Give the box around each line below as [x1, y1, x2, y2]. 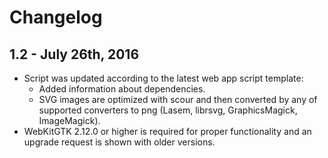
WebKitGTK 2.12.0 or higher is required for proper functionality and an [23, 126, 312, 137]
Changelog [9, 6, 103, 29]
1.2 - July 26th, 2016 [9, 46, 140, 63]
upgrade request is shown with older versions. [23, 136, 216, 148]
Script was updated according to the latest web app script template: [23, 72, 304, 84]
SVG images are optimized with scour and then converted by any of [38, 94, 318, 105]
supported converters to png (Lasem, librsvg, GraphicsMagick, [38, 104, 298, 116]
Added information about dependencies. [38, 83, 206, 95]
